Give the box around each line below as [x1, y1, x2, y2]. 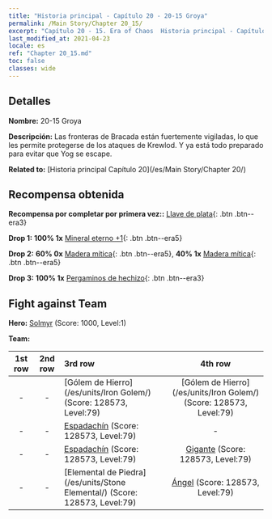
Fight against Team [8, 297, 108, 310]
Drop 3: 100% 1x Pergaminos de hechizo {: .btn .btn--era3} [8, 273, 205, 283]
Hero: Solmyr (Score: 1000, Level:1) [8, 319, 127, 328]
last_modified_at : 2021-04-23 [8, 34, 111, 43]
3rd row [64, 358, 96, 369]
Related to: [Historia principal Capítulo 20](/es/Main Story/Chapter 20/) [8, 164, 247, 174]
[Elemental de [64, 466, 117, 478]
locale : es [8, 42, 45, 50]
